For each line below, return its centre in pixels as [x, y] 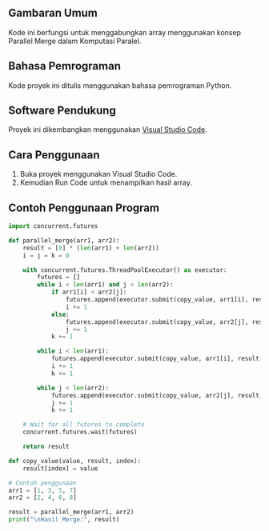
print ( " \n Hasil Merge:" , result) [64, 520]
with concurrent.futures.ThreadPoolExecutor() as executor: [125, 270]
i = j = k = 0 [46, 255]
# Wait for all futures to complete [84, 425]
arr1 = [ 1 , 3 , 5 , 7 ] [43, 490]
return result [46, 447]
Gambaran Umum [53, 13]
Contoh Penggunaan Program [84, 208]
